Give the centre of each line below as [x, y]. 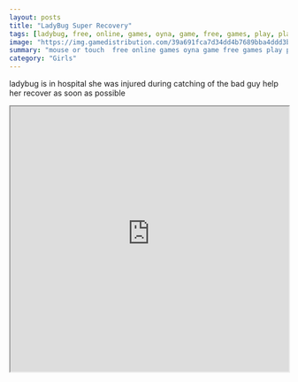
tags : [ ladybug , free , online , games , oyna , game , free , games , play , [142, 34]
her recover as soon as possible [67, 93]
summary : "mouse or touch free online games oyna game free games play [146, 50]
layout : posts [35, 17]
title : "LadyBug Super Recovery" [71, 26]
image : [21, 42]
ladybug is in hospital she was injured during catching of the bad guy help [144, 84]
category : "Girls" [43, 58]
